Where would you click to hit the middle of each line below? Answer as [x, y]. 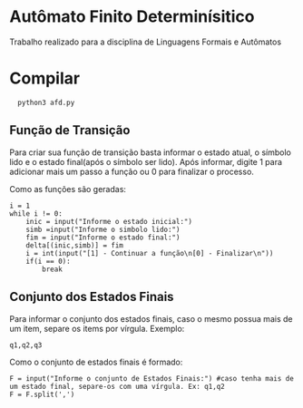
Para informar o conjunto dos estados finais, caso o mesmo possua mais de [151, 318]
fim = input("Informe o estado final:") [103, 238]
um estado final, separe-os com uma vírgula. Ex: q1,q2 [117, 386]
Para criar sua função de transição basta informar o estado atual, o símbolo [151, 152]
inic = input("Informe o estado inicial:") [109, 221]
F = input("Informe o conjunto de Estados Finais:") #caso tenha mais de [152, 378]
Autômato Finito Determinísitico [132, 17]
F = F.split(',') [42, 394]
